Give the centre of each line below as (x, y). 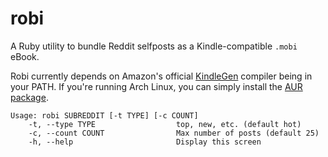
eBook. (25, 56)
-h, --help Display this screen (145, 142)
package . (29, 97)
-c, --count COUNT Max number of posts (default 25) (174, 133)
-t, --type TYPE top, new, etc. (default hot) (165, 124)
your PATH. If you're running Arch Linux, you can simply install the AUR (156, 86)
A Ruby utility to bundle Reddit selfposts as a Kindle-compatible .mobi (154, 46)
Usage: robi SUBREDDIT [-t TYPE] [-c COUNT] (104, 115)
